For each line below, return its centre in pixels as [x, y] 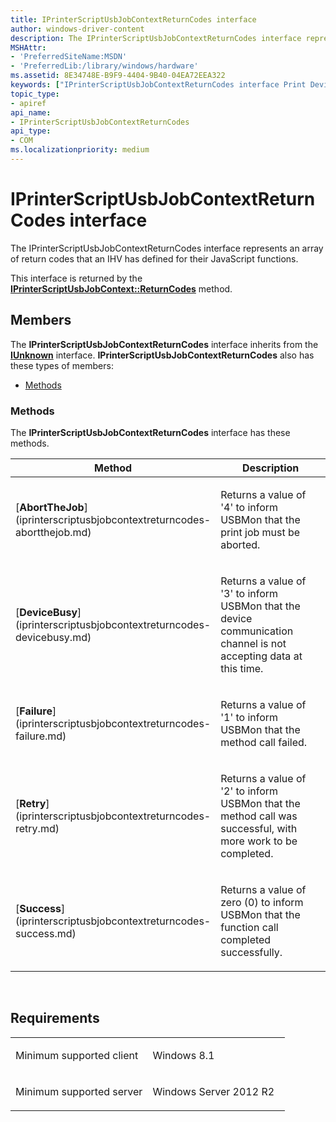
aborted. [240, 544]
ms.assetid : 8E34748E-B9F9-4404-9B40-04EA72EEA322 [118, 76]
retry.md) [37, 828]
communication [257, 631]
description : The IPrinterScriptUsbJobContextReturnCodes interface [156, 38]
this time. [242, 668]
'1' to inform [249, 717]
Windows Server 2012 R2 [213, 1091]
